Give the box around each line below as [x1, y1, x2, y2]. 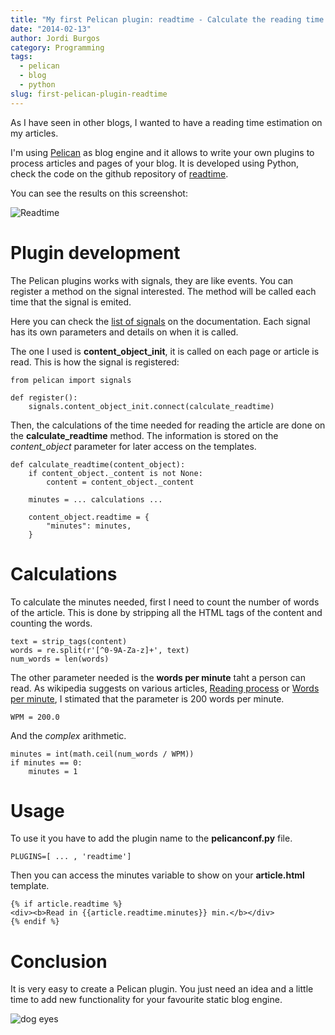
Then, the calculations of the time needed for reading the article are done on [10, 419, 326, 431]
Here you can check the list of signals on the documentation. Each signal [10, 315, 311, 327]
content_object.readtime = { [28, 512, 150, 522]
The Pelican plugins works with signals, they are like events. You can [10, 274, 294, 286]
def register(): [10, 392, 78, 403]
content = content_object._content [46, 477, 195, 487]
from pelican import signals [10, 375, 132, 385]
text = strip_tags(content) [10, 636, 128, 646]
